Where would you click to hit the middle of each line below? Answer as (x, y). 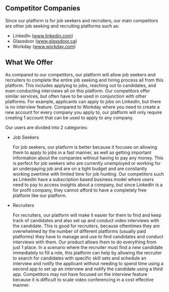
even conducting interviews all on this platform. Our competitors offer (78, 91)
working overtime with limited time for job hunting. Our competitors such (88, 174)
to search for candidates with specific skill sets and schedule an (79, 258)
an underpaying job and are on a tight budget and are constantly (80, 169)
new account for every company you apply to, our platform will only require (84, 112)
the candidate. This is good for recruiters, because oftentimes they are (86, 226)
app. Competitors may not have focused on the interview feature (80, 274)
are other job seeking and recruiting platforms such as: (62, 26)
